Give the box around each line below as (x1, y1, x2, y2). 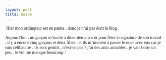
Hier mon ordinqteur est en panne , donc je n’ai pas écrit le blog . (6, 25, 119, 31)
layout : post (5, 7, 32, 12)
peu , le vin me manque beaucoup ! (5, 50, 66, 55)
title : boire (5, 12, 32, 17)
